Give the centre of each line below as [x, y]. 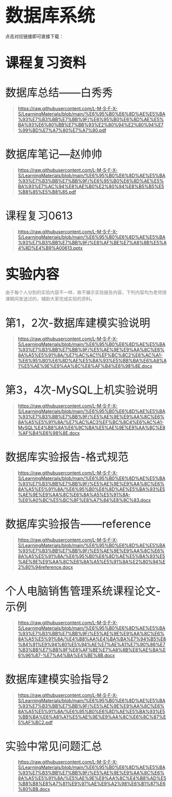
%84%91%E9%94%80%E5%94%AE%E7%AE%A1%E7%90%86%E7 [91, 644]
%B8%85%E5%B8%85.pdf [47, 192]
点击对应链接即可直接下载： [35, 36]
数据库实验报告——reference [78, 524]
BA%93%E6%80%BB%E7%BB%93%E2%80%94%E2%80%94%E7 [91, 125]
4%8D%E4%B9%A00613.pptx [50, 248]
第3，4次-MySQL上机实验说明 [81, 390]
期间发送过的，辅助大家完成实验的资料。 [52, 299]
